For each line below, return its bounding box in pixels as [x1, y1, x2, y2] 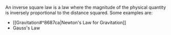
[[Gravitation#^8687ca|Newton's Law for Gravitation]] [12, 20, 126, 25]
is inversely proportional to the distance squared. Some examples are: [5, 10, 153, 16]
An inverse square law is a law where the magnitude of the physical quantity [5, 5, 166, 10]
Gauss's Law [12, 25, 40, 31]
